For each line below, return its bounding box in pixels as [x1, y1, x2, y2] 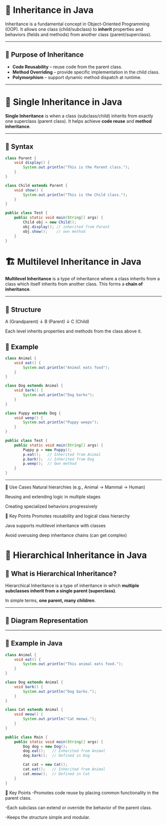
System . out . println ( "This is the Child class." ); [23, 192, 128, 197]
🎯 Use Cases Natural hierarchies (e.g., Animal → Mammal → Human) [5, 484, 146, 490]
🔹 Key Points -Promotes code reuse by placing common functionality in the [5, 790, 159, 796]
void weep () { [14, 415, 43, 420]
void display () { [14, 160, 50, 165]
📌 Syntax [5, 143, 34, 151]
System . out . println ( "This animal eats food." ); [23, 661, 123, 666]
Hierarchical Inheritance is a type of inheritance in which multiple [5, 582, 139, 588]
